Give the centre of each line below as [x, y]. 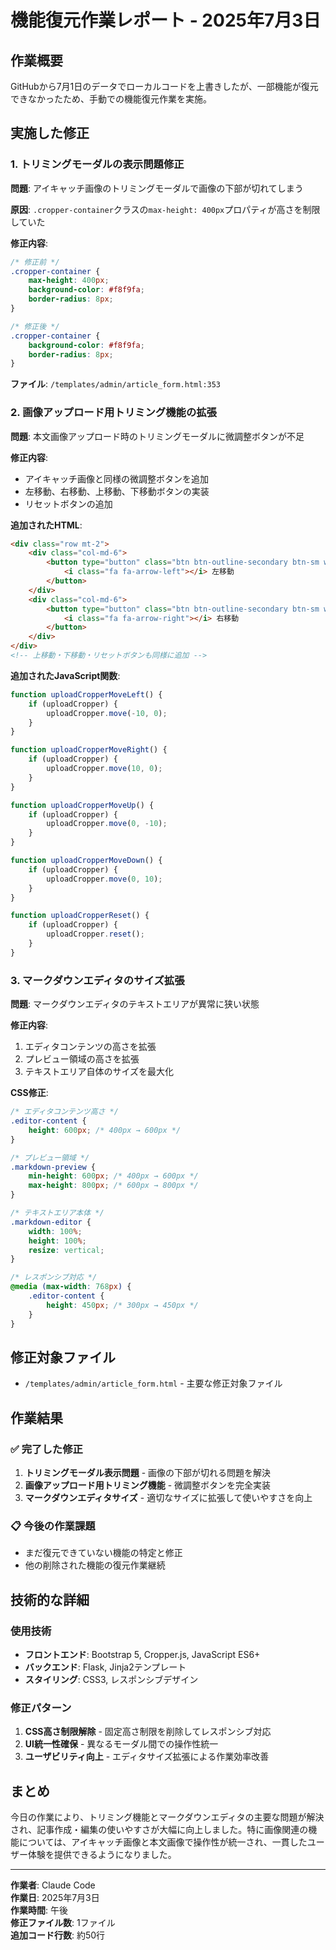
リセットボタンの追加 [68, 503]
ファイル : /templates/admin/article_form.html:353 [116, 384]
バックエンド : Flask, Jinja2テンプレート [105, 1667]
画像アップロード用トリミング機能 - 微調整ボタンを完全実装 [148, 1485]
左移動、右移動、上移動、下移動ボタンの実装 [117, 491]
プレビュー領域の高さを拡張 [82, 1059]
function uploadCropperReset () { [80, 916]
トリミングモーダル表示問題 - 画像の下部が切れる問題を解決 [148, 1473]
